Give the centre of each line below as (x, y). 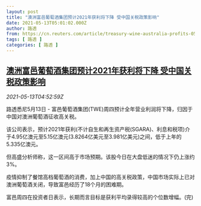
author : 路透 (22, 28)
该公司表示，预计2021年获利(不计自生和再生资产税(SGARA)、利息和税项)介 (98, 129)
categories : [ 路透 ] (32, 45)
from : (13, 34)
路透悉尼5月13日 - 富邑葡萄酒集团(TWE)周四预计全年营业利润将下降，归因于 (100, 109)
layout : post (22, 12)
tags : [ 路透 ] (24, 39)
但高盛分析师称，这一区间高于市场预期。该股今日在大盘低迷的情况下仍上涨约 (100, 156)
